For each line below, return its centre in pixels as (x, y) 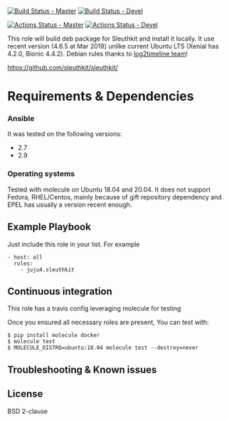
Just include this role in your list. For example (74, 244)
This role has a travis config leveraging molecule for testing (94, 308)
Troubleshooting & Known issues (82, 369)
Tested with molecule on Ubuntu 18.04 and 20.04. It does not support (109, 189)
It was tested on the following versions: (65, 134)
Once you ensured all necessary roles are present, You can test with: (108, 322)
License (25, 394)
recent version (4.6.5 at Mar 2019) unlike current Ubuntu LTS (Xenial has (113, 46)
